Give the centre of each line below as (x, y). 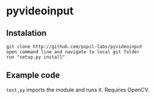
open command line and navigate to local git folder (73, 52)
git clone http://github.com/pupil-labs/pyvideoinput (75, 47)
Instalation (26, 33)
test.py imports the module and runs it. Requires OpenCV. (78, 89)
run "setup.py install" (36, 57)
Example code (33, 75)
